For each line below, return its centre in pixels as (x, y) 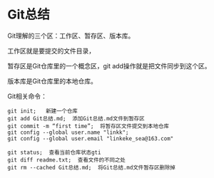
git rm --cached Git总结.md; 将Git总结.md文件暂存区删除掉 (92, 167)
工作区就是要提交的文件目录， (51, 51)
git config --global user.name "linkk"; (68, 132)
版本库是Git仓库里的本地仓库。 (52, 81)
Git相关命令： (27, 96)
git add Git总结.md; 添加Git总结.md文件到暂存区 (76, 118)
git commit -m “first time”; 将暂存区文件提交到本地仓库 (88, 126)
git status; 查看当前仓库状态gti (54, 152)
